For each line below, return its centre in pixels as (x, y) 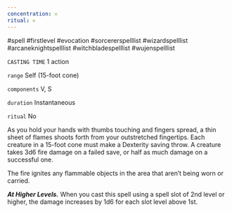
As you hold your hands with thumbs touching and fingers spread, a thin (112, 129)
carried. (19, 181)
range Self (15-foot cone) (43, 75)
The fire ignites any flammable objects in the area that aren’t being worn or (115, 173)
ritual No (22, 116)
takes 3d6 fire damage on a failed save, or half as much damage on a (108, 152)
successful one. (31, 160)
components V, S (30, 89)
